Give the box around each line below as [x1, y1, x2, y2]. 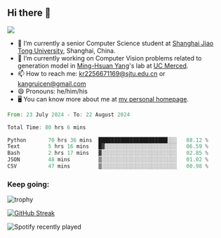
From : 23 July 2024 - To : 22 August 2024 [7, 111, 130, 118]
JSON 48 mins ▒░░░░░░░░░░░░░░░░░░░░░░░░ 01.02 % [7, 156, 209, 163]
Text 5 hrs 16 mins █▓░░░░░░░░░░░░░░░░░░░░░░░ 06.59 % [7, 143, 209, 150]
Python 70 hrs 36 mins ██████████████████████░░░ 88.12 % [7, 137, 209, 144]
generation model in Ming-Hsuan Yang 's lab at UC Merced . [17, 61, 189, 70]
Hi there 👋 [7, 7, 51, 19]
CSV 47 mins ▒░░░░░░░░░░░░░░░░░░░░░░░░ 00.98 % [7, 163, 209, 170]
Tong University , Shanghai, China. [17, 46, 116, 55]
